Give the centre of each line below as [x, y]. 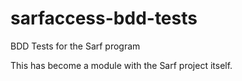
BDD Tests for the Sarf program [75, 46]
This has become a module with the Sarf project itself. [121, 65]
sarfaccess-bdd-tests [104, 18]
